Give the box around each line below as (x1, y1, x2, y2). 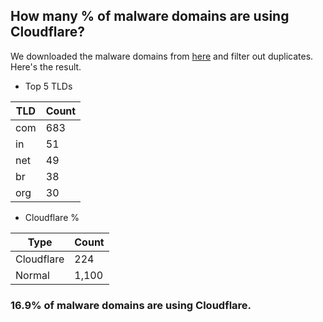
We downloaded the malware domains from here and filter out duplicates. (10, 50, 314, 62)
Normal (15, 268, 50, 282)
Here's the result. (10, 60, 82, 73)
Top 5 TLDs (24, 80, 73, 92)
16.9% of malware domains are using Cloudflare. (10, 298, 252, 312)
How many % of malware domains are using (10, 8, 290, 25)
